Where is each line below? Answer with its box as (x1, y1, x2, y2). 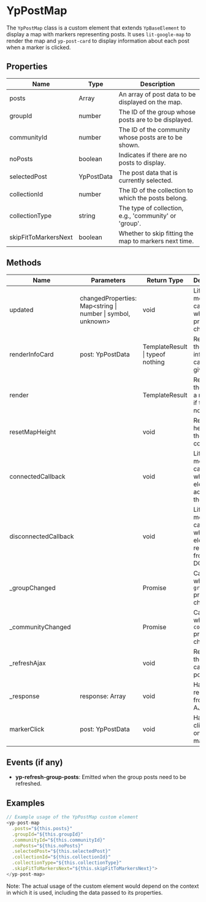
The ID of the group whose (118, 108, 196, 116)
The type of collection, (118, 203, 184, 212)
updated (9, 305, 34, 314)
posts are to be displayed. (118, 115, 193, 124)
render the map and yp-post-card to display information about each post (6, 37, 190, 44)
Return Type (147, 276, 184, 284)
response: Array (79, 692, 126, 700)
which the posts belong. (118, 194, 188, 202)
